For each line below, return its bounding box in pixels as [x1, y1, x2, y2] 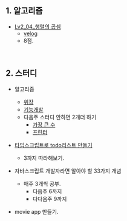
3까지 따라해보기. [23, 154, 65, 162]
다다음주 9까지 [32, 195, 67, 202]
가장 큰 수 [32, 120, 56, 128]
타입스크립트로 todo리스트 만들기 [14, 141, 93, 148]
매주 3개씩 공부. [23, 180, 61, 187]
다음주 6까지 [32, 187, 62, 195]
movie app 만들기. [14, 208, 59, 215]
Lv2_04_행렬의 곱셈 [14, 23, 61, 30]
